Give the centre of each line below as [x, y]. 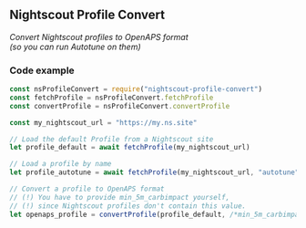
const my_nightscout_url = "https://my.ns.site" [103, 122]
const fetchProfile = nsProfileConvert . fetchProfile [112, 98]
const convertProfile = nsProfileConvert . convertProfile [120, 106]
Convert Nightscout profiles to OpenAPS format [99, 36]
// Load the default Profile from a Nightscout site [112, 139]
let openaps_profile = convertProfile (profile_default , [117, 214]
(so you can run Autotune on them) [75, 47]
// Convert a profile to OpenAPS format [87, 189]
